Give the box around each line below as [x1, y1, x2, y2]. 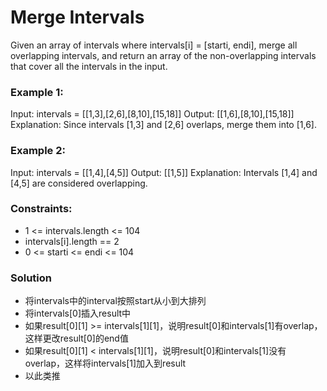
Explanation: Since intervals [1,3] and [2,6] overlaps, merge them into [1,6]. [10, 119, 317, 131]
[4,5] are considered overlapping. [10, 177, 148, 189]
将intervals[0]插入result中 [24, 307, 132, 320]
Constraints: [10, 202, 73, 216]
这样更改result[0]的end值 [24, 332, 129, 345]
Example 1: [10, 85, 64, 99]
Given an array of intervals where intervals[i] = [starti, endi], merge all [10, 39, 298, 51]
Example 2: [10, 144, 66, 158]
